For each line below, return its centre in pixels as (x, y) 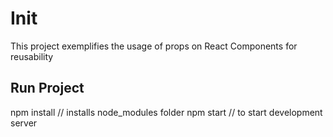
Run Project (47, 88)
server (24, 123)
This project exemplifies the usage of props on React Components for (154, 46)
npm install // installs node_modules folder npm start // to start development (166, 112)
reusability (32, 56)
